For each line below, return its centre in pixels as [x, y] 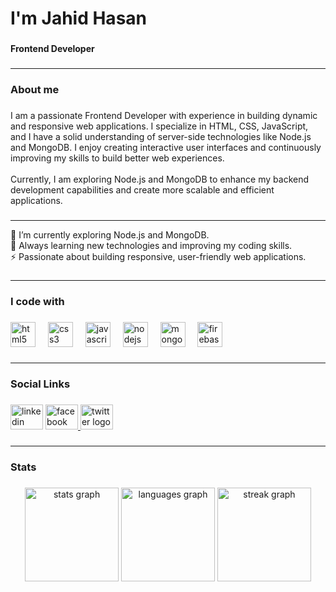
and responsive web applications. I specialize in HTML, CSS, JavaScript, [159, 126]
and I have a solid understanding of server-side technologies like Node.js [161, 136]
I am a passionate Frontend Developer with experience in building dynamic [164, 115]
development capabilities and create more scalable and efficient [142, 189]
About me [35, 89]
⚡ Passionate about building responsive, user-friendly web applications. [158, 256]
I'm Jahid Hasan [78, 18]
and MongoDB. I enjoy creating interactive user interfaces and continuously [166, 147]
